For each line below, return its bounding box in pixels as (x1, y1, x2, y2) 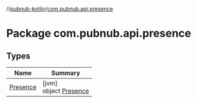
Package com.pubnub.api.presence (6, 27, 192, 40)
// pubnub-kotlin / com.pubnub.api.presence (6, 5, 114, 12)
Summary (51, 69, 80, 77)
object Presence (42, 87, 89, 95)
